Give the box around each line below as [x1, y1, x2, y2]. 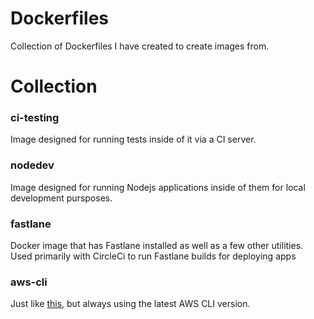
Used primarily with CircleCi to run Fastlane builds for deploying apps [10, 250, 297, 262]
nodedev [10, 158, 55, 172]
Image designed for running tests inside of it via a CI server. [10, 133, 257, 146]
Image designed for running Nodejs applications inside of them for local [10, 181, 306, 193]
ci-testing [10, 111, 60, 125]
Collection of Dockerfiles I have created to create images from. [10, 40, 270, 52]
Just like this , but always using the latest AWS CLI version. [10, 298, 251, 310]
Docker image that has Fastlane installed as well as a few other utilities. [10, 240, 304, 252]
